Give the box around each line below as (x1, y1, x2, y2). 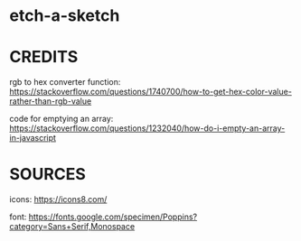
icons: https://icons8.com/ (9, 194, 108, 205)
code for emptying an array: (9, 114, 114, 125)
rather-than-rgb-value (9, 96, 92, 107)
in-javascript (9, 133, 57, 144)
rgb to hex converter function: (9, 77, 121, 88)
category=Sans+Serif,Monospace (9, 221, 136, 232)
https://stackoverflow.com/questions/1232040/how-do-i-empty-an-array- (9, 123, 286, 134)
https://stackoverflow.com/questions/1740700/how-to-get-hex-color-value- (9, 87, 292, 97)
